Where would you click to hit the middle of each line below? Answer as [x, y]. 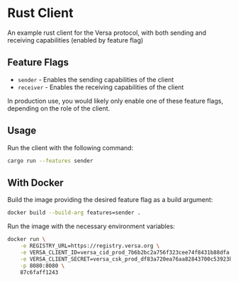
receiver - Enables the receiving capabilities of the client [101, 87]
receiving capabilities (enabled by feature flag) [75, 40]
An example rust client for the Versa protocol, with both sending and [107, 33]
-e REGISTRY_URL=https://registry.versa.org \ [90, 246]
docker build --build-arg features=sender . [74, 213]
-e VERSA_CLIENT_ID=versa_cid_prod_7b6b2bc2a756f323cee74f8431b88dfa [125, 252]
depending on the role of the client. [59, 108]
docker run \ [27, 239]
